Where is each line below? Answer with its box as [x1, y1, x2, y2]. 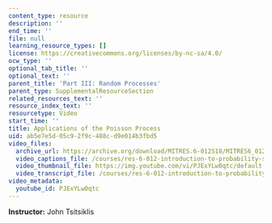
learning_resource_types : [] [8, 42, 107, 50]
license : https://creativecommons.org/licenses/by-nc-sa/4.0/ [8, 49, 223, 57]
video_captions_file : [15, 154, 89, 162]
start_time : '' [8, 117, 60, 125]
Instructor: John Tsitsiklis [8, 207, 95, 217]
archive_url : [15, 147, 60, 155]
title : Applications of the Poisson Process [8, 124, 161, 133]
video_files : [8, 139, 53, 148]
